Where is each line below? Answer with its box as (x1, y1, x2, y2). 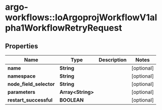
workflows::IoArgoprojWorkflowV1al (5, 12, 158, 23)
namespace (7, 73, 36, 80)
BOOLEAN (59, 97, 84, 103)
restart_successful (7, 97, 53, 103)
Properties (5, 42, 38, 50)
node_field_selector (7, 81, 55, 87)
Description (99, 56, 127, 63)
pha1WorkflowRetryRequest (5, 23, 122, 33)
